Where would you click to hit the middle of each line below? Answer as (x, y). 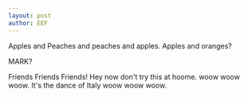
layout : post (30, 16)
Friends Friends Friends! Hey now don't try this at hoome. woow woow (124, 76)
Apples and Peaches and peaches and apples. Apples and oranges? (120, 45)
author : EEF (28, 23)
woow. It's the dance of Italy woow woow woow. (88, 85)
